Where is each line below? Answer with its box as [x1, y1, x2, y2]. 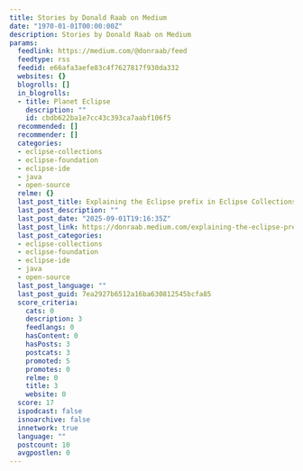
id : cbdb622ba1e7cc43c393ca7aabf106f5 [25, 113, 171, 122]
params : [9, 38, 39, 48]
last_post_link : [17, 222, 78, 231]
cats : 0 [25, 306, 54, 315]
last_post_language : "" [17, 281, 106, 290]
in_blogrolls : [17, 88, 70, 97]
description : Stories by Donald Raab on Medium [9, 30, 192, 39]
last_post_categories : [17, 231, 103, 240]
